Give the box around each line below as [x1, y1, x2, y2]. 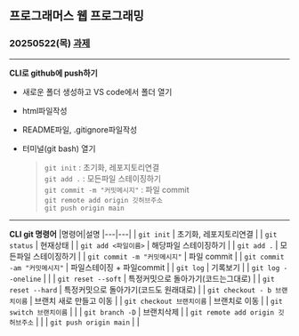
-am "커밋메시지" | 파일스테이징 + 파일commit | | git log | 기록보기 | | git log [9, 261, 280, 273]
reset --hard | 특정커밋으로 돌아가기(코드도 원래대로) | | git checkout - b [9, 284, 272, 295]
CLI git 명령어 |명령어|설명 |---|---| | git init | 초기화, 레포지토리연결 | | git [9, 228, 278, 239]
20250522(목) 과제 [9, 37, 91, 50]
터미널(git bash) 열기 [21, 143, 96, 154]
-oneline [9, 275, 42, 284]
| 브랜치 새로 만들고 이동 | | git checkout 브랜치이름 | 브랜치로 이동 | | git [29, 295, 283, 306]
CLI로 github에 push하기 [9, 68, 98, 78]
